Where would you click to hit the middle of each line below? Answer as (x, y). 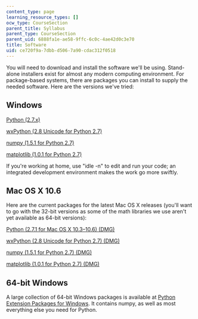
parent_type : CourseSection (41, 34)
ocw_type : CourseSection (37, 23)
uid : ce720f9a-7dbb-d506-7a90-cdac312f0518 (61, 51)
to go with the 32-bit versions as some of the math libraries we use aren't (96, 212)
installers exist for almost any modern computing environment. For (103, 74)
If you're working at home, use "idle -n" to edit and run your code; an (91, 166)
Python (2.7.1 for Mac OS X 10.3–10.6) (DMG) (61, 230)
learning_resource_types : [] (42, 17)
